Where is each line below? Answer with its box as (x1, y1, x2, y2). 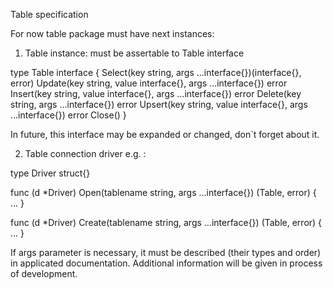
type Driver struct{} (10, 167, 91, 179)
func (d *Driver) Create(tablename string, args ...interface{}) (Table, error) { (10, 217, 323, 228)
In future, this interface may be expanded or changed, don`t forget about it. (10, 129, 320, 140)
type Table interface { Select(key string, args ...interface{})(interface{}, (10, 67, 302, 78)
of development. (10, 268, 78, 279)
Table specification (10, 9, 89, 20)
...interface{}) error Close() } (10, 109, 127, 121)
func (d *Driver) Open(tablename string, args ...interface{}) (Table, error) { (10, 187, 317, 198)
